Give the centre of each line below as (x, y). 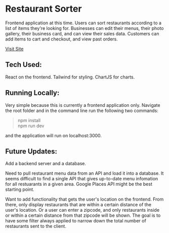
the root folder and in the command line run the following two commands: (82, 110)
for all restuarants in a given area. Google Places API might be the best (79, 184)
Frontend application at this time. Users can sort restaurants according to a (83, 23)
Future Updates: (31, 151)
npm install (29, 120)
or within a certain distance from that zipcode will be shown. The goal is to (83, 215)
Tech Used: (24, 65)
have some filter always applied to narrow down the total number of (76, 221)
